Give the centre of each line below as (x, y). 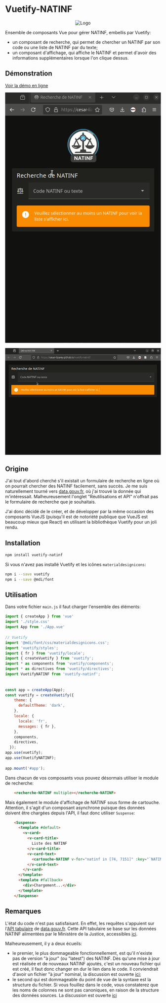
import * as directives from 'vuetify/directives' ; (59, 669)
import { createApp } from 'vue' (40, 616)
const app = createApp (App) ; (35, 690)
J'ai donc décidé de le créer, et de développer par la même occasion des (80, 512)
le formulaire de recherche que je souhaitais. (51, 502)
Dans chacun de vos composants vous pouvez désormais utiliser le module (82, 778)
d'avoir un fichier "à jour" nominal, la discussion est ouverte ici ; (77, 974)
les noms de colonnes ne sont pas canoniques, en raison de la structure (85, 990)
